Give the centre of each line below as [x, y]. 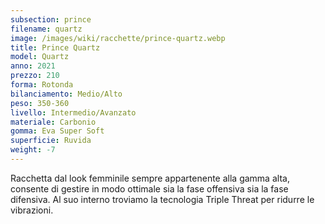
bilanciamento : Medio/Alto [66, 94]
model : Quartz [40, 57]
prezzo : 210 [35, 76]
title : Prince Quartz [55, 47]
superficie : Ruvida [51, 141]
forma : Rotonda [42, 85]
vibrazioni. [32, 210]
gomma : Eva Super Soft [57, 131]
